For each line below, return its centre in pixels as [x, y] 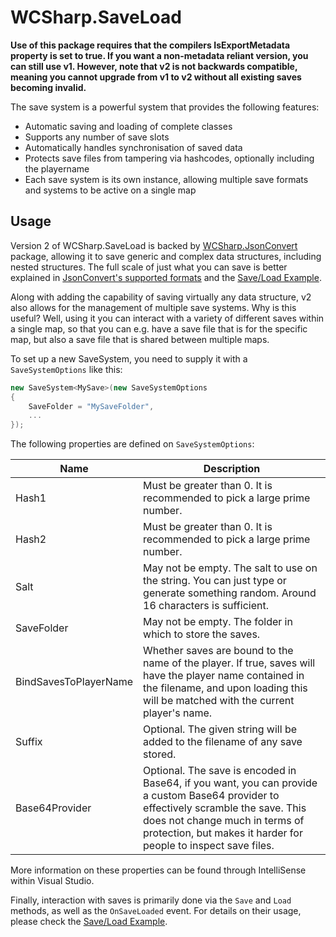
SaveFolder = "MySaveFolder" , [91, 406]
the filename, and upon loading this [225, 688]
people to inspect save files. [209, 846]
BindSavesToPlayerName [74, 682]
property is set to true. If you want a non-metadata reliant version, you [159, 55]
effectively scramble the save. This [225, 808]
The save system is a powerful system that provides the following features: [165, 107]
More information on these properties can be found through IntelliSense [158, 870]
